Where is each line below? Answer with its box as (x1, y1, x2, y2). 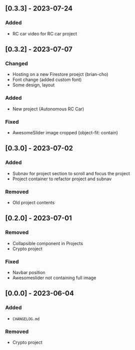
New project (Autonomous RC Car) (12, 106, 84, 112)
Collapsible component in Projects (12, 240, 83, 246)
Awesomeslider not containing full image (12, 275, 96, 281)
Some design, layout (12, 82, 55, 88)
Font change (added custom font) (12, 77, 82, 83)
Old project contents (12, 199, 55, 205)
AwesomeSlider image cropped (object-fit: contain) (12, 129, 118, 135)
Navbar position (12, 269, 46, 275)
